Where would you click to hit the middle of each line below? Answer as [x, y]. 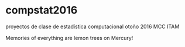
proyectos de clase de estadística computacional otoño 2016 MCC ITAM [92, 26]
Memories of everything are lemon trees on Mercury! [69, 38]
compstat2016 [42, 10]
